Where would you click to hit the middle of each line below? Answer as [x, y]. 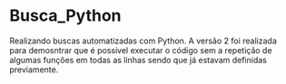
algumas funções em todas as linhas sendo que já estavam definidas [138, 60]
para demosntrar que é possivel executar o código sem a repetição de [141, 50]
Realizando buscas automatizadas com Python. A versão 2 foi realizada [143, 41]
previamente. [34, 70]
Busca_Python [65, 16]
